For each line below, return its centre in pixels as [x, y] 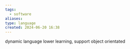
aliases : [14, 18]
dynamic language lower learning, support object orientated [65, 41]
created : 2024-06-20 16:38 [32, 28]
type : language [20, 23]
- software [20, 14]
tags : [10, 9]
